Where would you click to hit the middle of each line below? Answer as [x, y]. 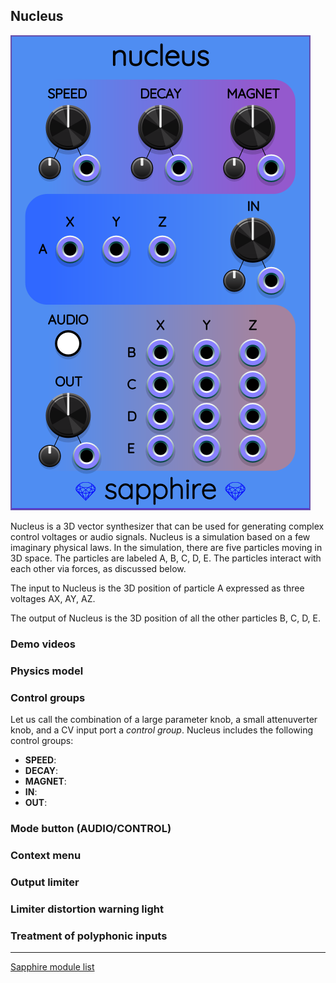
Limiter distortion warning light [87, 909]
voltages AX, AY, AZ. [53, 598]
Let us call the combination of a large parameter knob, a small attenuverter [164, 719]
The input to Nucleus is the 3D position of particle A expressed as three [157, 588]
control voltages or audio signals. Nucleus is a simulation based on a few [160, 536]
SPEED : [40, 760]
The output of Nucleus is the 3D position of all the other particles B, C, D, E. [166, 618]
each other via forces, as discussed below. [98, 568]
